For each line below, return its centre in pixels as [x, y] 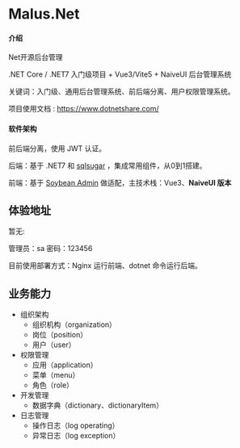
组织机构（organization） [74, 324]
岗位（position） [59, 335]
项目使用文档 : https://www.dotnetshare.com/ [84, 109]
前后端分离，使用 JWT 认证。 [57, 148]
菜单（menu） [56, 375]
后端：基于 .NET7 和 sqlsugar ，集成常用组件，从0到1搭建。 [107, 165]
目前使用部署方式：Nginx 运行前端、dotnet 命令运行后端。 [105, 266]
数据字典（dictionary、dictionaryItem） [98, 405]
